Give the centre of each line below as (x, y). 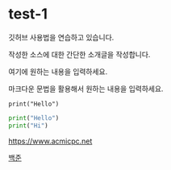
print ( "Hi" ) (28, 126)
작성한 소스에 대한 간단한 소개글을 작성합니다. (79, 54)
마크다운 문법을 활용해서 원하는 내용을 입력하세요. (86, 89)
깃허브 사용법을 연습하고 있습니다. (61, 37)
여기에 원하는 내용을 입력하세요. (58, 71)
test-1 (28, 14)
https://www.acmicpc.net (50, 141)
